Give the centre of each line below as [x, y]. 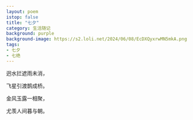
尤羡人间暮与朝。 [27, 111]
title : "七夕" [23, 22]
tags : [13, 45]
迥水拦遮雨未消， [27, 73]
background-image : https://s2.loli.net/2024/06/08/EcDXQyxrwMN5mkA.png [96, 39]
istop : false [22, 17]
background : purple [30, 34]
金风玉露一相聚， [27, 98]
